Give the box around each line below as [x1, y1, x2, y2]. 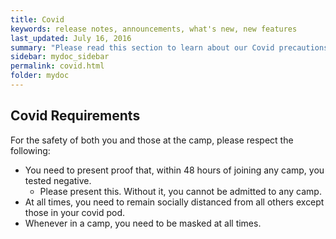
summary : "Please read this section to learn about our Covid [10, 42, 275, 53]
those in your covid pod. [24, 206, 126, 218]
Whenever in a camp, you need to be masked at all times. [24, 217, 262, 229]
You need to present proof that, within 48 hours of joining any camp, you [24, 164, 325, 176]
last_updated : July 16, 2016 [10, 33, 132, 43]
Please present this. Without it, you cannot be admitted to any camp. [39, 185, 322, 197]
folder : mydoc [10, 71, 70, 81]
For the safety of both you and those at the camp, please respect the [10, 134, 294, 146]
